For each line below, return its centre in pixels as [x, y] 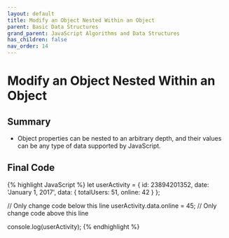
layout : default [31, 14]
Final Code [31, 168]
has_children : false [37, 40]
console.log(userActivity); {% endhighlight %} [74, 226]
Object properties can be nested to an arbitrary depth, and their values [119, 138]
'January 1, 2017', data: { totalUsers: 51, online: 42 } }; [84, 192]
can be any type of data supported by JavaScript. [89, 146]
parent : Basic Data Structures [53, 27]
